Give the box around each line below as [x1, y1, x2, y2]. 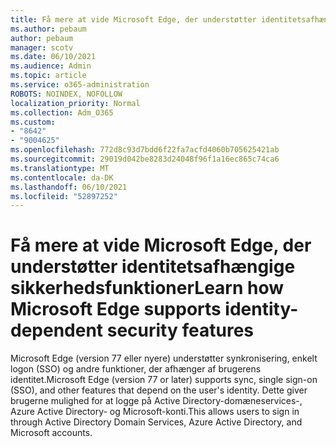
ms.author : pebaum [10, 24, 87, 34]
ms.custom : [10, 117, 56, 127]
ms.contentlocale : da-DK [10, 172, 114, 183]
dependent [10, 319, 104, 342]
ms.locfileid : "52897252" [10, 191, 118, 201]
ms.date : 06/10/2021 [10, 52, 97, 62]
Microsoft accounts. [10, 427, 93, 439]
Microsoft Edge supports [10, 298, 222, 321]
